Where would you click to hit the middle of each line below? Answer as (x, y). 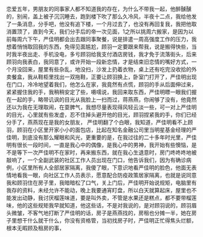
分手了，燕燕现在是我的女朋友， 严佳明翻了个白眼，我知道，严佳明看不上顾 (100, 122)
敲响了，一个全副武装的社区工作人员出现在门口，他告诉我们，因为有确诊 (96, 160)
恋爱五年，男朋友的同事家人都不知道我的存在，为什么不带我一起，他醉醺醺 (99, 9)
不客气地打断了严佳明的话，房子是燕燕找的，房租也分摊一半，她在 (109, 213)
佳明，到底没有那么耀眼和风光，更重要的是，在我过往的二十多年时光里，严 (99, 137)
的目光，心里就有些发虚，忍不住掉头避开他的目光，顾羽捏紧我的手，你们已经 (101, 115)
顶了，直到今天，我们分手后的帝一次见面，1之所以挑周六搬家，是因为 (102, 31)
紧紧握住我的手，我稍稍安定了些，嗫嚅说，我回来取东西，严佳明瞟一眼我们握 (101, 92)
